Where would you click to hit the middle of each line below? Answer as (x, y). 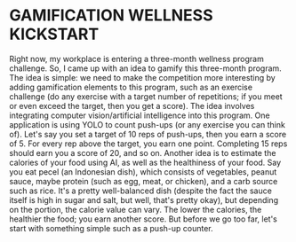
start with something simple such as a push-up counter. (111, 228)
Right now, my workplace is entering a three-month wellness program (136, 59)
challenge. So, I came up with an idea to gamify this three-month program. (145, 68)
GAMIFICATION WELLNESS (111, 16)
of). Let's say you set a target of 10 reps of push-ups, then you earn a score (148, 134)
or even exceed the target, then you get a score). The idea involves (132, 105)
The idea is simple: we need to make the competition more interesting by (142, 77)
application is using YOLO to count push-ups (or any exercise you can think (148, 124)
